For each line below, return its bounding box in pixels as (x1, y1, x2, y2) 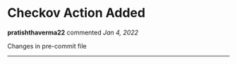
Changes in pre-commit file (7, 41, 87, 50)
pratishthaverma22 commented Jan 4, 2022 (7, 28, 139, 37)
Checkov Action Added (7, 5, 146, 21)
